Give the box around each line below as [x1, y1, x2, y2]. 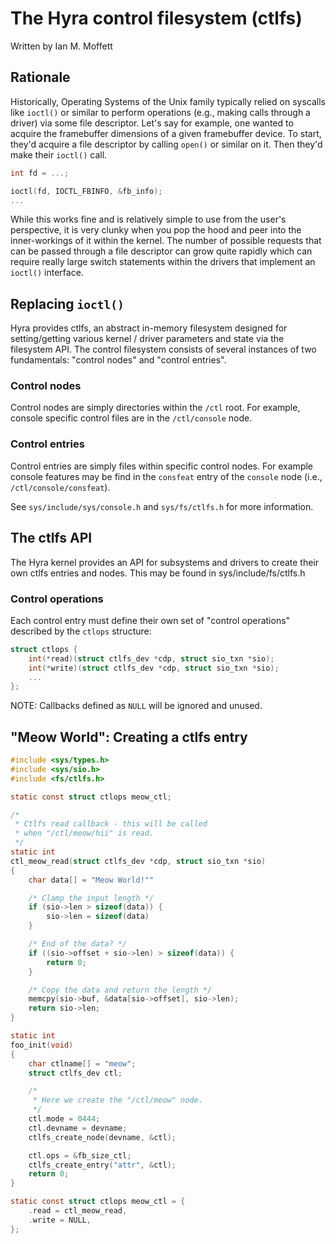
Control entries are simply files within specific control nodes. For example [10, 460, 314, 472]
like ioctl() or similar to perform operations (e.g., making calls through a [10, 106, 311, 118]
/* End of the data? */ [28, 939, 128, 949]
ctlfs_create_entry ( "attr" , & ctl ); [28, 1160, 177, 1170]
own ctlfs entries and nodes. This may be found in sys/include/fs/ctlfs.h [10, 567, 306, 579]
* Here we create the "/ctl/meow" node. [32, 1095, 203, 1106]
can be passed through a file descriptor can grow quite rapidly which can [10, 245, 313, 257]
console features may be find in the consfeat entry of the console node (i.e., [10, 470, 323, 482]
